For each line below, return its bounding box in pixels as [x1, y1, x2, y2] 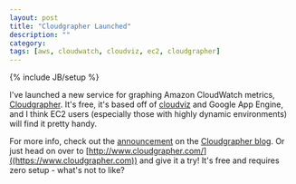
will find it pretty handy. [9, 119, 98, 130]
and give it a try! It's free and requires [138, 155, 280, 166]
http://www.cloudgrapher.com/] [89, 146, 207, 157]
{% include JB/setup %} [9, 72, 100, 82]
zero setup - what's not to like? [9, 165, 125, 176]
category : [9, 38, 47, 48]
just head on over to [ [9, 146, 90, 157]
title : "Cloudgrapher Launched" [9, 22, 131, 31]
